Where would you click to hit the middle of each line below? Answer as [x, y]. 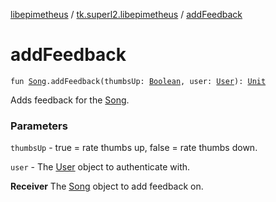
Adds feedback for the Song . [70, 100]
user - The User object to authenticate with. [100, 167]
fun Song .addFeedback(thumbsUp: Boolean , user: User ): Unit [138, 81]
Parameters [39, 126]
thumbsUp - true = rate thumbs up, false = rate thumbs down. [134, 148]
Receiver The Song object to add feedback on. [107, 186]
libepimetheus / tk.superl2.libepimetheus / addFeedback [126, 14]
